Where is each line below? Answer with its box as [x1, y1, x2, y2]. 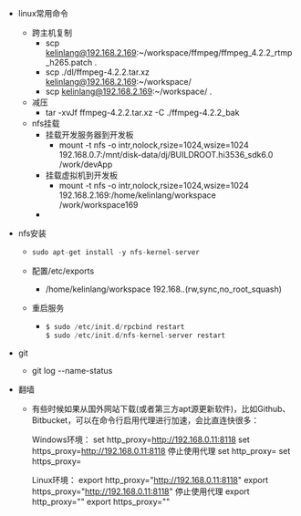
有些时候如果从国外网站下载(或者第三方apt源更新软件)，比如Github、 [31, 403, 291, 414]
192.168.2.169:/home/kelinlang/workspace [58, 190, 216, 201]
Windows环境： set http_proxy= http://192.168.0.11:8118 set [31, 434, 251, 445]
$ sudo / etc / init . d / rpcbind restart [45, 322, 185, 331]
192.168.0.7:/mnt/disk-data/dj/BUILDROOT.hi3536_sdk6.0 [58, 150, 274, 160]
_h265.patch [45, 57, 93, 67]
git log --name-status [31, 365, 113, 376]
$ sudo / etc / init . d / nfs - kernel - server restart [45, 331, 226, 340]
